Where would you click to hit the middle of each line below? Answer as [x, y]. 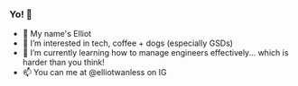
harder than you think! [64, 63]
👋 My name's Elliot [57, 34]
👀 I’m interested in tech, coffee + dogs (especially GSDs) [127, 43]
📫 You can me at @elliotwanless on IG [94, 73]
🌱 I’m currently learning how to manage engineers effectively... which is [155, 53]
